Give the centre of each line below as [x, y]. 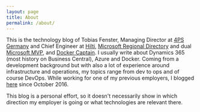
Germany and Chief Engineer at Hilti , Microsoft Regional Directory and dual [99, 46]
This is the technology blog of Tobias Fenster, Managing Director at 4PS [95, 40]
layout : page [23, 12]
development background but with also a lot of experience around [88, 65]
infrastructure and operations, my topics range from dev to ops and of [93, 72]
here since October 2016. [38, 84]
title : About [23, 17]
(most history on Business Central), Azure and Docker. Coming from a [92, 59]
